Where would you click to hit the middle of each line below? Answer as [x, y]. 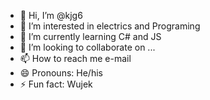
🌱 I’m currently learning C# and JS [90, 36]
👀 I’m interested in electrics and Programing [110, 26]
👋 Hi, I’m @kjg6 [51, 15]
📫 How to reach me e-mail [75, 58]
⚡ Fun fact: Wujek [56, 84]
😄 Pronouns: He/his [61, 73]
